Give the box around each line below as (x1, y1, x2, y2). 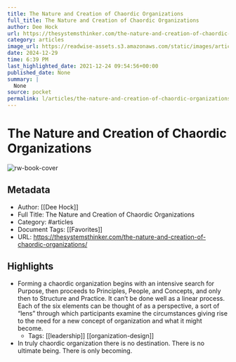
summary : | (7, 75, 39, 83)
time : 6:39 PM (7, 56, 49, 63)
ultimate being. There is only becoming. (17, 346, 133, 355)
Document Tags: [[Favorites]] (17, 225, 103, 233)
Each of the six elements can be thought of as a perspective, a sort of (17, 302, 220, 310)
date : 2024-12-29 (7, 50, 58, 57)
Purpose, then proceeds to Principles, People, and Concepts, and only (17, 286, 221, 295)
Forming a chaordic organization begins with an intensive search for (17, 279, 215, 287)
